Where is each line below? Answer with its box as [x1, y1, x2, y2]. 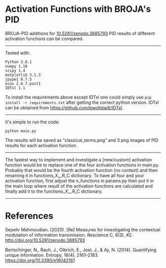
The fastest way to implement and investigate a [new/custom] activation [5, 157, 152, 162]
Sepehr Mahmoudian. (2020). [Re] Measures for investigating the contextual [5, 226, 161, 232]
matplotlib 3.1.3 [5, 72, 41, 77]
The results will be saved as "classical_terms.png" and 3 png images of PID [5, 137, 159, 143]
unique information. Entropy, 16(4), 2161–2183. [5, 252, 99, 258]
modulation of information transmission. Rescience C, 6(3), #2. [5, 232, 133, 238]
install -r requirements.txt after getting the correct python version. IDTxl [5, 99, 159, 105]
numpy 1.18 [5, 63, 28, 69]
